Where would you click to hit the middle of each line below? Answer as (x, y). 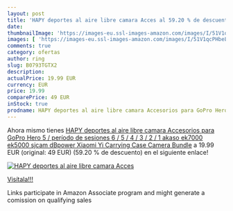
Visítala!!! (20, 179)
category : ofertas (34, 53)
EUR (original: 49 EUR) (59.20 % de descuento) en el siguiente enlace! (108, 152)
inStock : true (28, 104)
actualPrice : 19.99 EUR (42, 78)
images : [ (21, 40)
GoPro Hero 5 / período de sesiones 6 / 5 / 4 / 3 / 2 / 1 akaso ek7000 (105, 137)
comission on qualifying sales (50, 200)
